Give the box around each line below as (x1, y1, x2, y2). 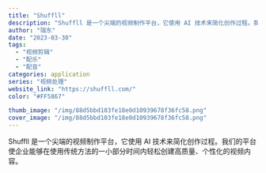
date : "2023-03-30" (8, 33, 73, 42)
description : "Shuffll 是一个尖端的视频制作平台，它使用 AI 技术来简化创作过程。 (8, 19, 254, 27)
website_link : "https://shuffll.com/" (8, 85, 136, 93)
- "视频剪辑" (15, 48, 54, 56)
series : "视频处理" (8, 77, 68, 85)
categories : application (8, 70, 90, 78)
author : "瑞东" (8, 26, 56, 34)
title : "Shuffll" (8, 11, 66, 20)
